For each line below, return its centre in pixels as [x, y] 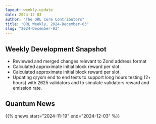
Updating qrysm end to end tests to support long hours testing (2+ [82, 77]
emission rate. [27, 88]
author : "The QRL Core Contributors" [45, 19]
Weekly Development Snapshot [56, 49]
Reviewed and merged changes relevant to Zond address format [80, 61]
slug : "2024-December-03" [32, 29]
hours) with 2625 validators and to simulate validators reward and [81, 82]
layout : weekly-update [29, 10]
